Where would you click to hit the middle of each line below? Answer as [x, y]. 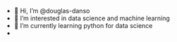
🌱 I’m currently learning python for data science [83, 26]
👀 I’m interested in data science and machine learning [92, 18]
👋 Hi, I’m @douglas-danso [52, 11]
